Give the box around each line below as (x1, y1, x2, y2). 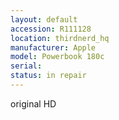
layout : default (10, 14, 78, 25)
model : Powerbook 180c (10, 52, 105, 62)
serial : (10, 61, 43, 71)
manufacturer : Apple (10, 42, 97, 53)
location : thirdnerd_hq (10, 33, 110, 43)
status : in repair (10, 71, 87, 81)
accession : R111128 (10, 24, 92, 34)
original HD (10, 97, 57, 110)
